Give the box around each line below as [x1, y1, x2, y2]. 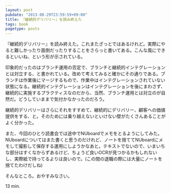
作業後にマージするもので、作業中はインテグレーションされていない [22, 77, 165, 83]
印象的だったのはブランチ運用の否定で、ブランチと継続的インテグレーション [5, 65, 166, 71]
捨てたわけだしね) [5, 162, 43, 168]
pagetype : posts [5, 26, 40, 31]
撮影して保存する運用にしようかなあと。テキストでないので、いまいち [18, 143, 165, 149]
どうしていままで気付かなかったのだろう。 [18, 96, 107, 102]
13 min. [5, 183, 20, 189]
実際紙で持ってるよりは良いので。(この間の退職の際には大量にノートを [14, 156, 163, 162]
